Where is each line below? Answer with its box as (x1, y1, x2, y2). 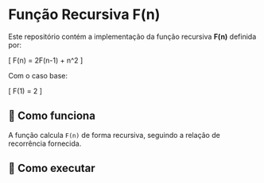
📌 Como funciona (8, 109, 95, 123)
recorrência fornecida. (8, 139, 82, 148)
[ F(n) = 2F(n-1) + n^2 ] (8, 55, 83, 65)
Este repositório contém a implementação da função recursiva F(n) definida (8, 32, 257, 41)
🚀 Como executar (8, 162, 95, 175)
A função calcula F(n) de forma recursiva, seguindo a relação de (8, 130, 220, 139)
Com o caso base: (8, 71, 68, 80)
